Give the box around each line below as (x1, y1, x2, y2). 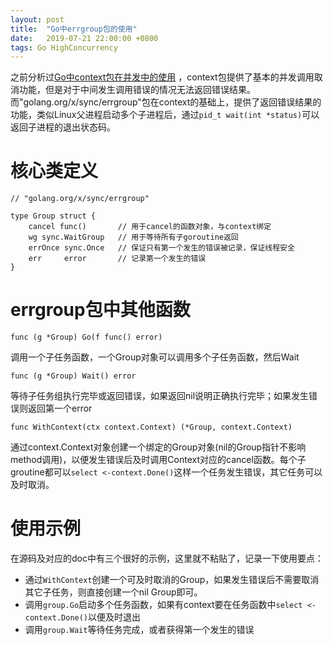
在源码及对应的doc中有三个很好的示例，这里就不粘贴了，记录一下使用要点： (10, 552, 324, 565)
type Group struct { (10, 211, 97, 221)
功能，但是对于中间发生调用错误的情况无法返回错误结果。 (18, 84, 256, 96)
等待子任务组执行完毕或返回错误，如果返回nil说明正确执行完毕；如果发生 (10, 390, 310, 402)
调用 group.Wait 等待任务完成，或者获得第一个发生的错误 (24, 624, 255, 636)
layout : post (10, 14, 65, 25)
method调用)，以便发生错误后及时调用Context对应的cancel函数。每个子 (10, 454, 307, 466)
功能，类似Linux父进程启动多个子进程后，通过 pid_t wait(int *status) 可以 (10, 109, 320, 121)
